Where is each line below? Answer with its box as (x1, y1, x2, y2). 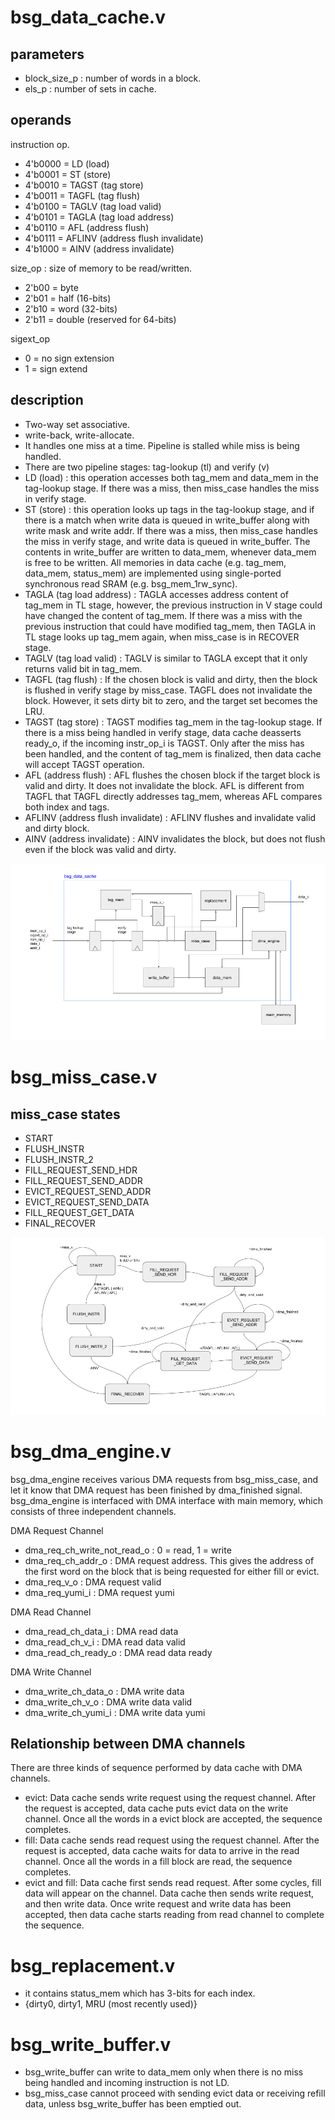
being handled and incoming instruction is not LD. (24, 2077, 230, 2089)
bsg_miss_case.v (10, 1066, 158, 1089)
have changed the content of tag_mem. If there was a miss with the (24, 609, 303, 621)
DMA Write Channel (10, 1666, 92, 1678)
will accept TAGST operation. (24, 758, 145, 770)
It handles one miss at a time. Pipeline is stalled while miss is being (24, 439, 300, 451)
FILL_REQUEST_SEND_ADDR (24, 1175, 143, 1187)
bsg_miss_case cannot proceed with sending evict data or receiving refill (24, 2087, 326, 2100)
